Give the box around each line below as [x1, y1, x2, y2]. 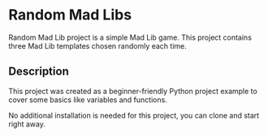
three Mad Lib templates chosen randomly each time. [8, 41, 187, 50]
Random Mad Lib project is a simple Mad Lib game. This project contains [8, 32, 252, 42]
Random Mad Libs [8, 6, 132, 24]
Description [8, 65, 69, 79]
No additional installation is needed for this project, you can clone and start [8, 110, 260, 120]
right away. [8, 119, 46, 129]
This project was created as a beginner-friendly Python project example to [8, 86, 257, 96]
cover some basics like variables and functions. [8, 95, 168, 105]
